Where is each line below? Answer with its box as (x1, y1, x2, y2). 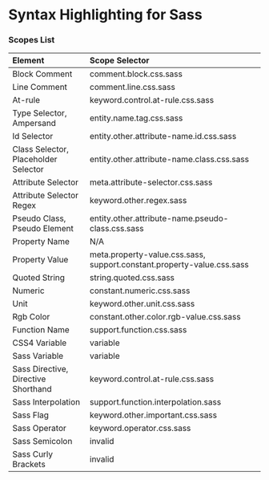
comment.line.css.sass (89, 82, 176, 93)
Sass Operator (12, 423, 66, 434)
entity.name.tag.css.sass (89, 112, 183, 124)
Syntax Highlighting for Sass (8, 6, 203, 24)
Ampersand (12, 118, 56, 129)
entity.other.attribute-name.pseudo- (89, 213, 229, 224)
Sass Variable (12, 351, 64, 362)
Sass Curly (12, 449, 54, 460)
